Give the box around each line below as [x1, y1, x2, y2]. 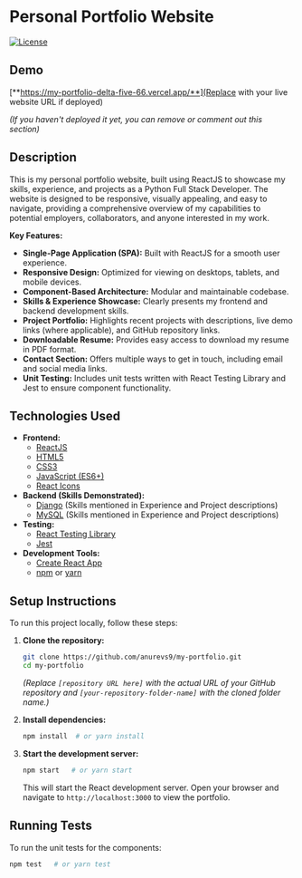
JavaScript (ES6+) [35, 471, 105, 482]
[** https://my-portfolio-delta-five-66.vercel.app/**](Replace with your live [9, 86, 288, 97]
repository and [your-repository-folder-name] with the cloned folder [22, 687, 281, 698]
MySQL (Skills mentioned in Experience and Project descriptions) [35, 509, 279, 520]
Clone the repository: [22, 635, 105, 646]
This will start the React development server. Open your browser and [22, 782, 279, 793]
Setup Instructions [9, 593, 117, 609]
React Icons [35, 480, 80, 491]
